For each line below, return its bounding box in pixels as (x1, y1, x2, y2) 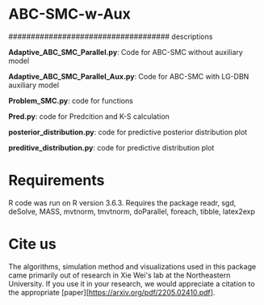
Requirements (8, 172, 105, 190)
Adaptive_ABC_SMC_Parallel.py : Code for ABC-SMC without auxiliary (8, 47, 244, 57)
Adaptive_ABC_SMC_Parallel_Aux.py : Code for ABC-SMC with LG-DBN (8, 71, 249, 81)
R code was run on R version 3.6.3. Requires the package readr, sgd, (8, 197, 237, 207)
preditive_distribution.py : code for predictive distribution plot (8, 142, 215, 152)
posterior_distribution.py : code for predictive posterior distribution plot (8, 127, 248, 137)
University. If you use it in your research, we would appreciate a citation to (8, 278, 256, 288)
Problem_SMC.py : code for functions (8, 95, 133, 105)
